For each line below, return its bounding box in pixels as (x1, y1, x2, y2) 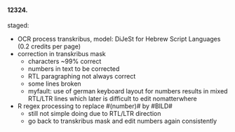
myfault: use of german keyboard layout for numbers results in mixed (27, 87, 228, 95)
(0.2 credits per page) (17, 42, 81, 51)
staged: (7, 21, 29, 29)
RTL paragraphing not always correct (27, 72, 136, 81)
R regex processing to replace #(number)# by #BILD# (17, 102, 173, 110)
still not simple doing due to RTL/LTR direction (27, 110, 161, 118)
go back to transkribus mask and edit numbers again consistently (27, 117, 217, 126)
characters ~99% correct (27, 57, 102, 66)
